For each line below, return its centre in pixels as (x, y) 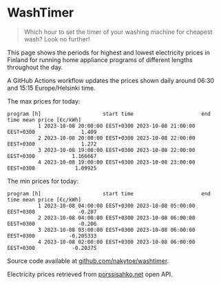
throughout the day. (35, 67)
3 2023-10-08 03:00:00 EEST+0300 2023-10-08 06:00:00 (116, 230)
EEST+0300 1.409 (52, 132)
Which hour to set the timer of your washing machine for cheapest (118, 32)
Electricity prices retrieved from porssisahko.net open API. (90, 274)
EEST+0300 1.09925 (52, 168)
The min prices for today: (43, 181)
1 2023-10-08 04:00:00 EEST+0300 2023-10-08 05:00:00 (116, 206)
